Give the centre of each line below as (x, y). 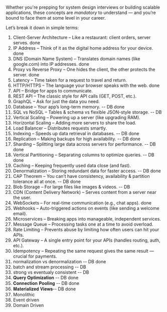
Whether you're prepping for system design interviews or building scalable (83, 7)
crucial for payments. (35, 256)
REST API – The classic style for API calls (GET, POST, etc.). (75, 96)
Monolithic (24, 294)
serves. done (27, 43)
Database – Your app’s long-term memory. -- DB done (69, 107)
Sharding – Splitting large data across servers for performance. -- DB (84, 144)
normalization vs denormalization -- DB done (59, 262)
